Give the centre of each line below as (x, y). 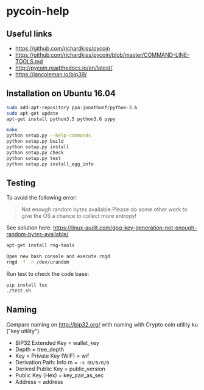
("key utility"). (24, 331)
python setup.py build (35, 142)
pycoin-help (38, 11)
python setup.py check (35, 153)
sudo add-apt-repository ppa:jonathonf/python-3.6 (72, 107)
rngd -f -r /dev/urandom (38, 262)
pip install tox (27, 285)
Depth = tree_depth (40, 349)
